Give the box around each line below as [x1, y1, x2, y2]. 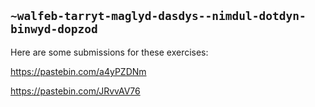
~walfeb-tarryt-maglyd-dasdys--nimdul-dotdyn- [10, 9, 307, 24]
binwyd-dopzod [10, 22, 98, 37]
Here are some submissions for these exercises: [10, 46, 209, 58]
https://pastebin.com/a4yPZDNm [10, 65, 147, 77]
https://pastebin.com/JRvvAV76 [10, 85, 141, 97]
